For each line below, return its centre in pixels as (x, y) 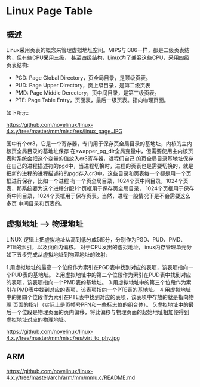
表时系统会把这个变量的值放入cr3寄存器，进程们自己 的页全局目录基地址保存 (100, 159)
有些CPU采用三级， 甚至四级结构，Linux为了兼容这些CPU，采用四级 (106, 57)
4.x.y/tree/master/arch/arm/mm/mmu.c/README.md (71, 377)
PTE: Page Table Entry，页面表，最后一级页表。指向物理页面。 (92, 100)
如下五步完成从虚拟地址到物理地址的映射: (57, 254)
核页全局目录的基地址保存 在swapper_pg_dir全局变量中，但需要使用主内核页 (100, 151)
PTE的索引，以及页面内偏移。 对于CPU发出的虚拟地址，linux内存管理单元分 (99, 247)
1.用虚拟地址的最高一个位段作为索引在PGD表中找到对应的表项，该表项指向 (97, 267)
